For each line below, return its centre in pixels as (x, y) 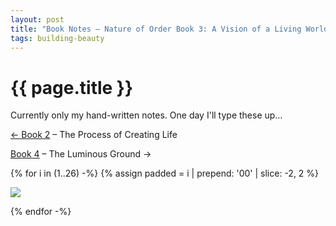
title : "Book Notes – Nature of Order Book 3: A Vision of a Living (156, 29)
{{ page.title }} (72, 87)
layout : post (37, 19)
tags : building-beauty (57, 38)
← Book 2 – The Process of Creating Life (94, 135)
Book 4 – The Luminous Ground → (81, 154)
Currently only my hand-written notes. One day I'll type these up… (146, 115)
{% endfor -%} (41, 212)
